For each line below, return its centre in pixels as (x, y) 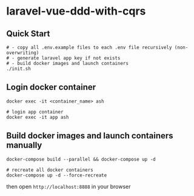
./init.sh (19, 69)
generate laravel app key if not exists (69, 58)
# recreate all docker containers (50, 170)
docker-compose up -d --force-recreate (57, 175)
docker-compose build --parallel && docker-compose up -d (81, 159)
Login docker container (51, 87)
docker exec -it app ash (38, 117)
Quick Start (28, 34)
